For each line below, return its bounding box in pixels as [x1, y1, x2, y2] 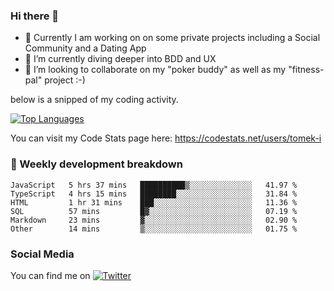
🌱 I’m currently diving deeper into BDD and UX [24, 53, 217, 65]
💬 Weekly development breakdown [10, 157, 183, 171]
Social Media [10, 247, 75, 261]
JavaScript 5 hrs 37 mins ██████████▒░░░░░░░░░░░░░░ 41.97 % [10, 180, 298, 190]
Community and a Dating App [24, 42, 147, 54]
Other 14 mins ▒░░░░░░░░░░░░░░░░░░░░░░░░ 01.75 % [10, 224, 298, 234]
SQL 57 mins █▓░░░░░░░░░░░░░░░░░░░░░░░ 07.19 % [10, 206, 298, 216]
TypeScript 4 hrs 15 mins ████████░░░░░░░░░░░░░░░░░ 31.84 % [10, 189, 298, 199]
